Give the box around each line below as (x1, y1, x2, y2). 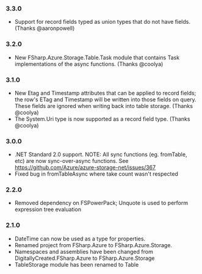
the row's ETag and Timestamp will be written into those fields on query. (14, 96, 197, 103)
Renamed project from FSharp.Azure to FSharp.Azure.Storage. (14, 241, 172, 248)
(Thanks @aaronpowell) (14, 24, 75, 32)
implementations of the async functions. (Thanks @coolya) (14, 60, 164, 68)
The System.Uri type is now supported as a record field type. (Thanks (14, 115, 190, 123)
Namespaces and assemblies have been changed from (14, 248, 153, 255)
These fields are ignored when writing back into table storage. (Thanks (14, 102, 193, 109)
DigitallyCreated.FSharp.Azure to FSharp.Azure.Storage (14, 254, 155, 262)
